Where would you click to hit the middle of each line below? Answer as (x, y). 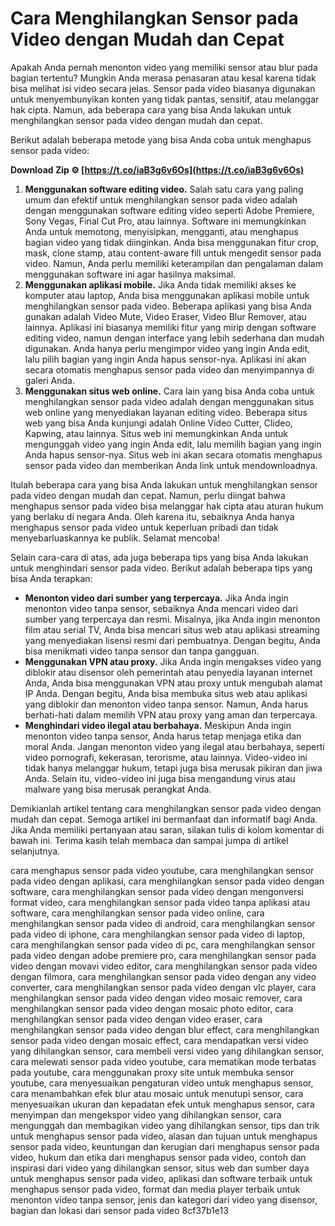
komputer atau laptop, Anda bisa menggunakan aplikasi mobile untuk (167, 295)
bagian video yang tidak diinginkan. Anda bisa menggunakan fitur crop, (172, 242)
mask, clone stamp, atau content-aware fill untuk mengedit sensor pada (173, 253)
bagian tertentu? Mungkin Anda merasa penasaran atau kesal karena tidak (163, 78)
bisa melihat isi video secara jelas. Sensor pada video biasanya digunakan (163, 88)
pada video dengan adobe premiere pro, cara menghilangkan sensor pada (163, 955)
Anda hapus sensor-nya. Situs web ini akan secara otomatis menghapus (173, 454)
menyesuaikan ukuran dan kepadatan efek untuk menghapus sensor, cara (162, 1104)
